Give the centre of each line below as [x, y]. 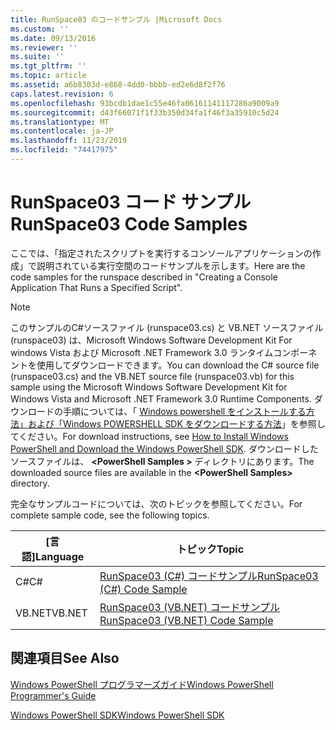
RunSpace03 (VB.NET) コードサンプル [190, 607]
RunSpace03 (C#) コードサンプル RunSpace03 [209, 576]
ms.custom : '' [40, 29]
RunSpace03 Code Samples [129, 224]
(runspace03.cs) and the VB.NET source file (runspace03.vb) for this [152, 376]
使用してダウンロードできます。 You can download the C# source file [178, 365]
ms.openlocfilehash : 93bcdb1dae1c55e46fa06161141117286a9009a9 [145, 103]
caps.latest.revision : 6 [62, 94]
